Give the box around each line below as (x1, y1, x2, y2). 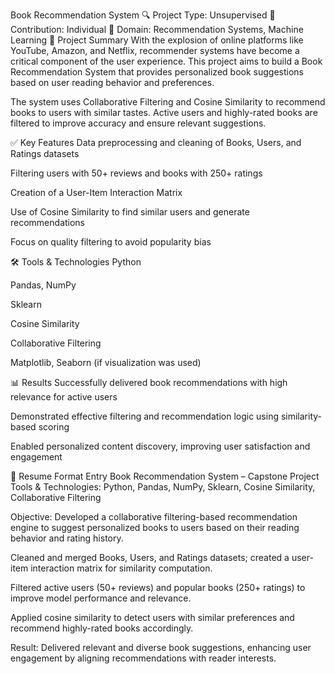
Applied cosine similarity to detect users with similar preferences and (10, 612, 295, 623)
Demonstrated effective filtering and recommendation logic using (10, 410, 279, 422)
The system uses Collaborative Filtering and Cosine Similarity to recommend (10, 96, 326, 108)
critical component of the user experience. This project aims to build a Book (10, 55, 323, 67)
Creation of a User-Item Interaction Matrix (10, 187, 183, 198)
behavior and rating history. (10, 532, 124, 544)
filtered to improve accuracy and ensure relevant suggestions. (10, 117, 267, 129)
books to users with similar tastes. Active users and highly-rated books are (10, 107, 318, 118)
